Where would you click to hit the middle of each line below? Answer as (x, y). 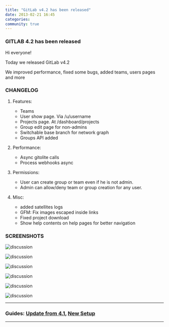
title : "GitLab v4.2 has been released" (48, 10)
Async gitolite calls (39, 157)
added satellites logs (41, 207)
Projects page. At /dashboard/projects (60, 122)
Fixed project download (45, 217)
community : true (22, 24)
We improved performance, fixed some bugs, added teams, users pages (80, 72)
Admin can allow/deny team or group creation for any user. (81, 187)
